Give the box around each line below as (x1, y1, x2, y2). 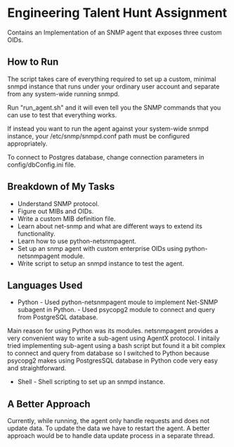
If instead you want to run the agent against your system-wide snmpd (7, 124, 209, 133)
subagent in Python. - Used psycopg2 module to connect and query (17, 306, 216, 314)
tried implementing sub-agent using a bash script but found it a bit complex (7, 342, 226, 350)
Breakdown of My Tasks (7, 181, 115, 193)
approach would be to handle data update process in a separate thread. (7, 432, 215, 440)
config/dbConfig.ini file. (7, 160, 76, 169)
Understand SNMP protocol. (17, 199, 100, 208)
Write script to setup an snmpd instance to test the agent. (17, 259, 185, 268)
